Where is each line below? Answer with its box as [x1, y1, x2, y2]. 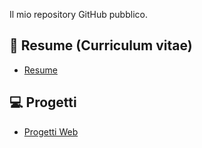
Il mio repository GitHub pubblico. [9, 9, 148, 20]
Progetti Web [23, 125, 79, 138]
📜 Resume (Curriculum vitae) [9, 37, 193, 54]
